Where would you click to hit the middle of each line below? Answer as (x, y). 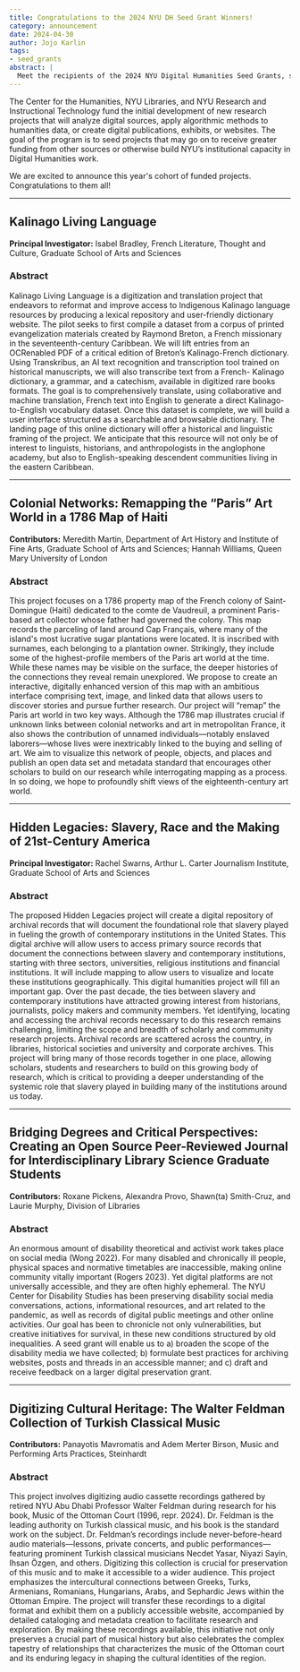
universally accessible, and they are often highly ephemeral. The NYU (137, 1287)
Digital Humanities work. (54, 159)
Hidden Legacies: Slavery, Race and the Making (145, 828)
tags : (19, 51)
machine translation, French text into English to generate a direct (128, 400)
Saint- (275, 600)
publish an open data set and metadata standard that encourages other (141, 762)
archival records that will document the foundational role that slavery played (149, 925)
